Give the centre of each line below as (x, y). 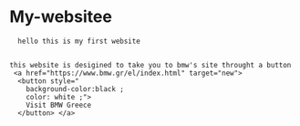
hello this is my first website (79, 41)
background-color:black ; (75, 89)
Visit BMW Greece (59, 105)
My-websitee (61, 17)
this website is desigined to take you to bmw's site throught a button (150, 65)
